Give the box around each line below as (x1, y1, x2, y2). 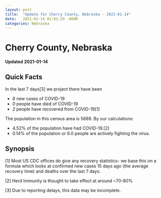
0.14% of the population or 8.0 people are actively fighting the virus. (12, 130, 150, 136)
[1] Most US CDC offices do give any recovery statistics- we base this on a (5, 158, 157, 164)
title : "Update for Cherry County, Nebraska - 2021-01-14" (5, 12, 131, 17)
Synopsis (5, 145, 34, 153)
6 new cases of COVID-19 (12, 96, 65, 101)
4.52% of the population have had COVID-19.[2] (12, 125, 110, 131)
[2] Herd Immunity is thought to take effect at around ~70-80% (5, 178, 133, 184)
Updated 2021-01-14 (5, 59, 48, 65)
